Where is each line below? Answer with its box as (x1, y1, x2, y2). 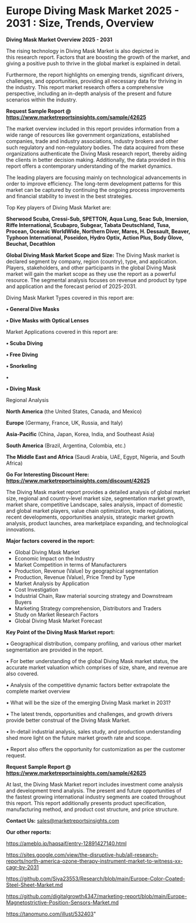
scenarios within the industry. (6, 96, 77, 103)
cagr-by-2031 (6, 864, 39, 871)
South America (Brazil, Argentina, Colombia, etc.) (6, 442, 126, 449)
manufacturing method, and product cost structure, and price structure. (6, 806, 179, 813)
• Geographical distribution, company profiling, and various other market (6, 640, 182, 647)
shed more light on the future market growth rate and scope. (6, 734, 152, 741)
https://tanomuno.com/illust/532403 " (6, 910, 97, 917)
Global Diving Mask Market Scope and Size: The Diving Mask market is (6, 251, 180, 259)
